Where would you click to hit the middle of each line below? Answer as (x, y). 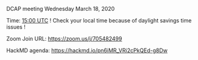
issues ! (16, 27)
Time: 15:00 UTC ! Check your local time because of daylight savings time (99, 20)
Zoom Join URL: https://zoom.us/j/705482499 (64, 38)
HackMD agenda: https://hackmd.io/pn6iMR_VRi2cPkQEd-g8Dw (87, 50)
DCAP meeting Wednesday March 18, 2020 (61, 9)
